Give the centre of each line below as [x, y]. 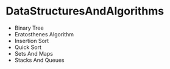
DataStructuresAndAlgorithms [85, 11]
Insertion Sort [32, 41]
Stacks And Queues [39, 60]
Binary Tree [29, 28]
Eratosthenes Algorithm [44, 34]
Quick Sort [28, 47]
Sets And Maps [34, 53]
